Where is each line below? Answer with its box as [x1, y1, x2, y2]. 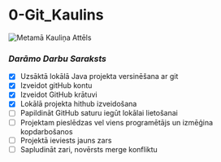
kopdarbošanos [19, 126, 73, 136]
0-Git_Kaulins [8, 6, 104, 24]
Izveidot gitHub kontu [19, 81, 93, 90]
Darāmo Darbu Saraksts [8, 53, 107, 64]
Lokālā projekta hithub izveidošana [19, 99, 137, 109]
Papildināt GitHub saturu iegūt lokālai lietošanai [19, 108, 179, 118]
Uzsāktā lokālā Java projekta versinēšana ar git [19, 72, 179, 81]
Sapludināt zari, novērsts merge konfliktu [19, 144, 158, 154]
